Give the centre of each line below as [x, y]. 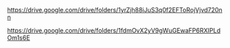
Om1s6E [19, 38]
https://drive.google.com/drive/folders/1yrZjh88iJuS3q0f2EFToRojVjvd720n [115, 10]
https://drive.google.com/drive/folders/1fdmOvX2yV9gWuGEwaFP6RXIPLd [114, 31]
